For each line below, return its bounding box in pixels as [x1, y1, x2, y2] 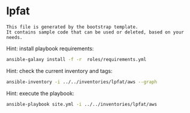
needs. [6, 34, 23, 40]
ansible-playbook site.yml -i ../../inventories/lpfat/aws [6, 101, 158, 107]
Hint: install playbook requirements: [6, 45, 94, 52]
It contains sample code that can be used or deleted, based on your [6, 29, 185, 35]
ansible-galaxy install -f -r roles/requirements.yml [6, 56, 147, 62]
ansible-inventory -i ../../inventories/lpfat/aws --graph [6, 79, 158, 85]
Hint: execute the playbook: [6, 90, 75, 97]
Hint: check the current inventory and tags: [6, 67, 113, 74]
